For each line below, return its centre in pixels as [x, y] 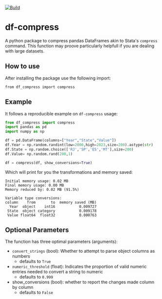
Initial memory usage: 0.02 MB [37, 181]
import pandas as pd [26, 127]
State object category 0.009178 [52, 211]
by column [23, 287]
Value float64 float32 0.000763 [52, 215]
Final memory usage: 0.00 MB [35, 185]
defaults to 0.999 [36, 277]
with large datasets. [25, 51]
